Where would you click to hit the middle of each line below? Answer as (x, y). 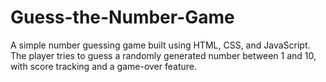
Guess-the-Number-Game (122, 17)
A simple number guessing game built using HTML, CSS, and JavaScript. (160, 45)
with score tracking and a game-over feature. (104, 66)
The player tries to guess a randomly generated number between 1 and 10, (163, 55)
